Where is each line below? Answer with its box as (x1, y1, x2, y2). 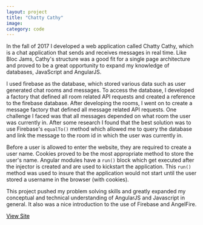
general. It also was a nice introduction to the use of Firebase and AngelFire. (6, 201, 197, 208)
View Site (6, 212, 30, 220)
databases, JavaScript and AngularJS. (6, 68, 102, 76)
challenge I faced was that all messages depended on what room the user (6, 112, 191, 120)
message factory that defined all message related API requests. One (6, 106, 177, 113)
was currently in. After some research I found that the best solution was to (6, 119, 191, 126)
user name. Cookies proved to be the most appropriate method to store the (6, 150, 194, 157)
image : (6, 20, 23, 26)
